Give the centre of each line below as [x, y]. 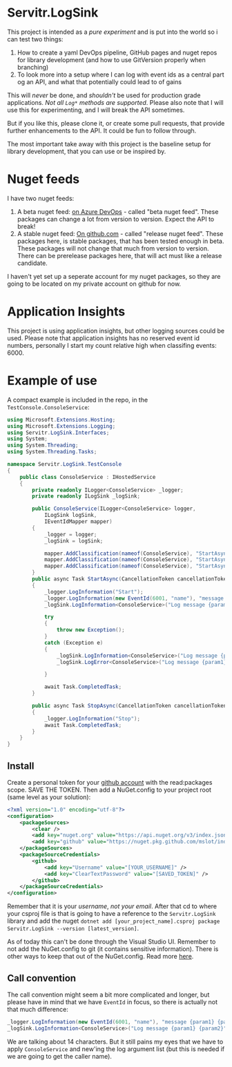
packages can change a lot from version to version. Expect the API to [116, 219]
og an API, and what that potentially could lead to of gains [99, 81]
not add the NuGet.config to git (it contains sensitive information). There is [113, 949]
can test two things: [35, 39]
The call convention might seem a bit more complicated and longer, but [108, 995]
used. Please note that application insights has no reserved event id [104, 338]
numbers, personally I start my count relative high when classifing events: [112, 345]
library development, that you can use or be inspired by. [87, 151]
